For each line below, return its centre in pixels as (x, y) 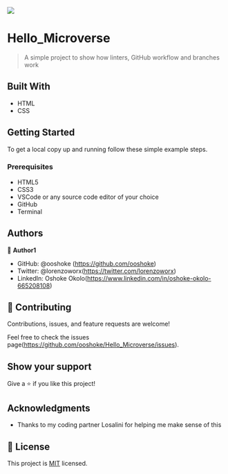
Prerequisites (30, 167)
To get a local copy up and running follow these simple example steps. (107, 149)
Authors (25, 233)
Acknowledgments (49, 408)
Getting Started (41, 133)
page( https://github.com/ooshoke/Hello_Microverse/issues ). (93, 345)
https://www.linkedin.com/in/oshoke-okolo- (150, 278)
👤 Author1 (22, 250)
